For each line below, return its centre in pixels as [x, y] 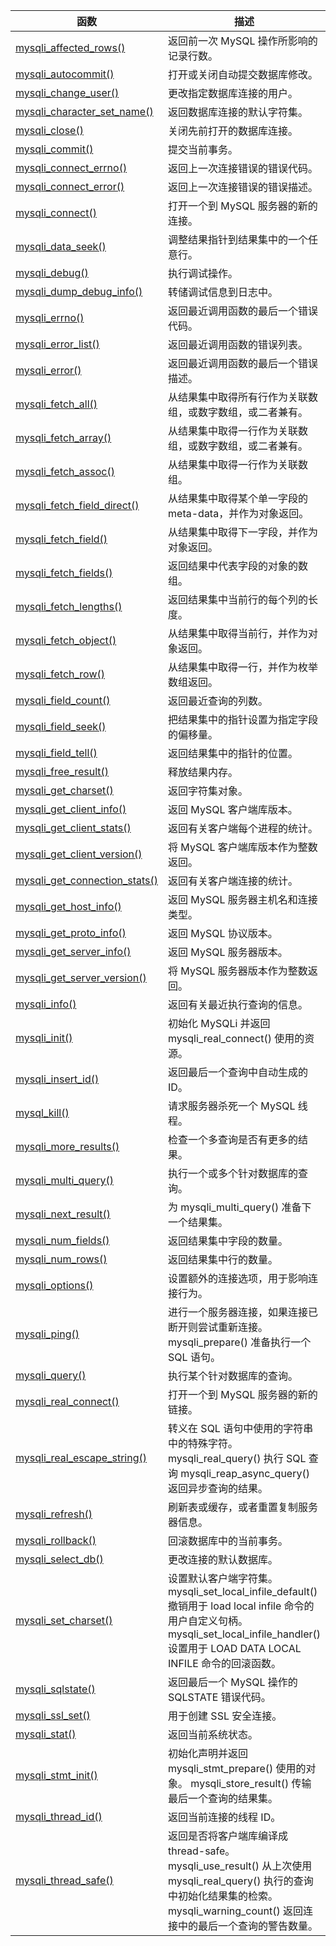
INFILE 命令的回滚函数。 [225, 1663]
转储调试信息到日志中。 [223, 292]
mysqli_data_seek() [61, 246]
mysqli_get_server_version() [81, 977]
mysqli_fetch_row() [60, 674]
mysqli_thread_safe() [64, 1880]
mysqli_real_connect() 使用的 [236, 1038]
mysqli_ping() [47, 1334]
